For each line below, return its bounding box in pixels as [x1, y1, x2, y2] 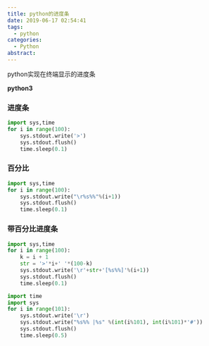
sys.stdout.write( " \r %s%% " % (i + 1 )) [20, 193, 121, 200]
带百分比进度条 [7, 224, 58, 234]
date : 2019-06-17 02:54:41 [7, 17, 87, 24]
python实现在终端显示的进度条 [7, 70, 96, 78]
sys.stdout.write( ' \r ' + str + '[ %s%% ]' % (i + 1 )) [20, 267, 150, 274]
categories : [7, 37, 42, 44]
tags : [7, 23, 23, 30]
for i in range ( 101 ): [7, 306, 71, 313]
